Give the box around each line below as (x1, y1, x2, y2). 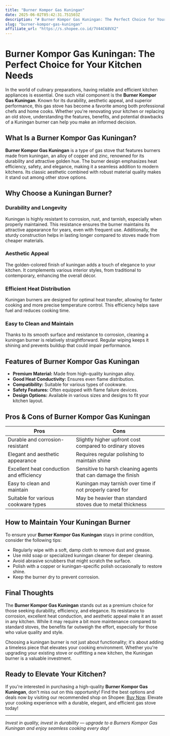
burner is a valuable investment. (5, 655, 72, 661)
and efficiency (8, 472, 42, 479)
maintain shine (75, 457, 111, 464)
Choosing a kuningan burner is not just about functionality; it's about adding (5, 639, 164, 645)
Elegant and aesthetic (8, 451, 60, 458)
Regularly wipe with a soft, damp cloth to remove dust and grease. (12, 547, 151, 553)
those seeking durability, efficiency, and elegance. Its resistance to (5, 607, 145, 614)
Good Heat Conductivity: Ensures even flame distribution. (12, 376, 135, 382)
